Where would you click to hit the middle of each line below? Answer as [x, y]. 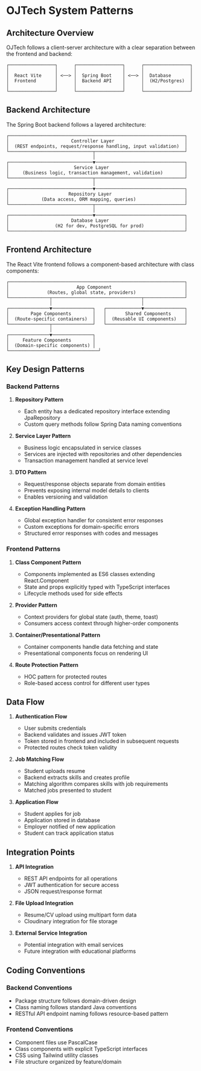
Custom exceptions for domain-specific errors [81, 527]
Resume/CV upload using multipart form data [80, 915]
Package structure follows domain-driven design [76, 1001]
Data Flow [25, 702]
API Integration [34, 867]
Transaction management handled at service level [86, 460]
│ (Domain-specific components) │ [51, 345]
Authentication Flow [41, 717]
